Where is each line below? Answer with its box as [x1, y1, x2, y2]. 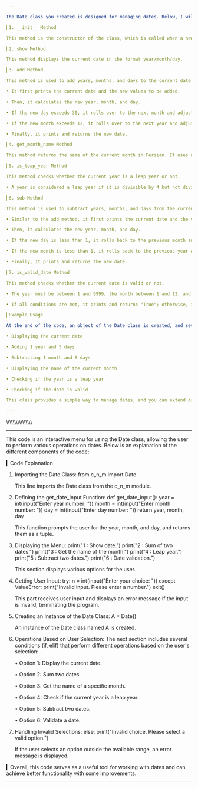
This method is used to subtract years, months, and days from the [6, 205, 176, 211]
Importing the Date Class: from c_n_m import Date [14, 471, 137, 478]
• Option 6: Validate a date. [14, 717, 81, 724]
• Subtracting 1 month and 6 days [6, 355, 91, 361]
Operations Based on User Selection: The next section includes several [14, 636, 187, 643]
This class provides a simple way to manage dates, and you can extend [6, 397, 186, 403]
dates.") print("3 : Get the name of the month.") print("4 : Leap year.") [14, 548, 183, 555]
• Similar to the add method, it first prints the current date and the [6, 216, 189, 222]
